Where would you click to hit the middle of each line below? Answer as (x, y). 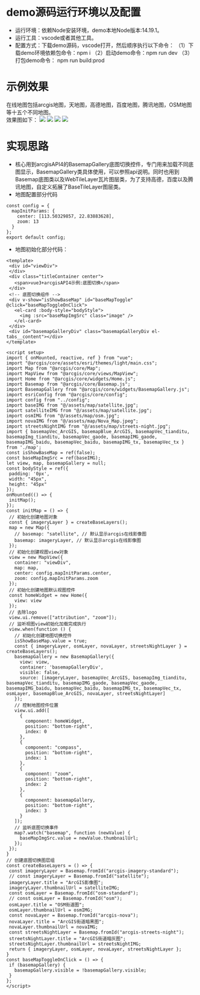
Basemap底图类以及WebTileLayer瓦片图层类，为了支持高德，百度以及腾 (104, 179)
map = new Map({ (29, 528)
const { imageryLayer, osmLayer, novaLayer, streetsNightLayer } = (101, 646)
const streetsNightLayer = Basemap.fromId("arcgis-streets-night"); (97, 932)
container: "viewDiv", (42, 563)
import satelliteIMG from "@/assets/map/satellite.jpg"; (79, 410)
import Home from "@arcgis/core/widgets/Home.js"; (71, 379)
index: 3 (36, 811)
